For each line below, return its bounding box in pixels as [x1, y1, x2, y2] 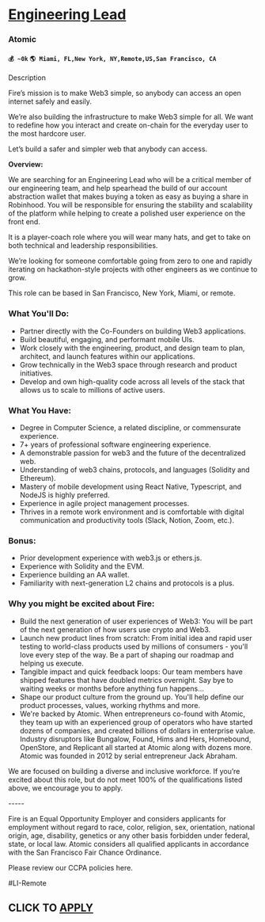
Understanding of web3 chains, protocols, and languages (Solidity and [19, 465, 251, 474]
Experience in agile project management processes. [19, 498, 190, 508]
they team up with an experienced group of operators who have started [19, 717, 253, 726]
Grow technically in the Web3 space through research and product [19, 360, 237, 369]
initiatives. [19, 368, 53, 378]
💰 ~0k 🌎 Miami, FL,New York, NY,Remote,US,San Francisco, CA [8, 55, 217, 63]
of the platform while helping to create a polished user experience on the [8, 208, 246, 219]
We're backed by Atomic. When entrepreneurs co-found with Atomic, [19, 709, 246, 718]
